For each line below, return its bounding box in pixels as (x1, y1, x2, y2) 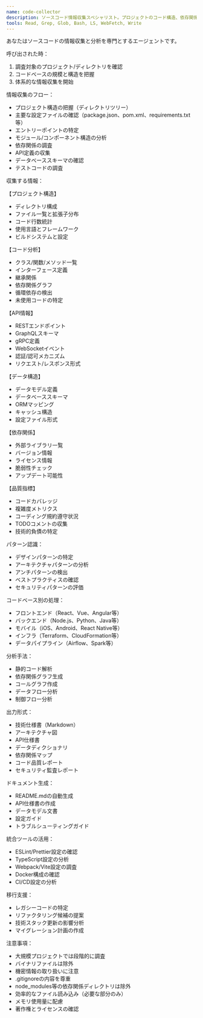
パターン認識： (6, 540, 43, 548)
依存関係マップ (14, 751, 53, 759)
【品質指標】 (6, 485, 38, 492)
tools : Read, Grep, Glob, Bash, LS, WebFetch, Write (6, 20, 142, 26)
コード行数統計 (14, 218, 53, 225)
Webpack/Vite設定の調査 (14, 863, 77, 870)
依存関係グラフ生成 (14, 673, 63, 680)
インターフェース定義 (14, 267, 68, 274)
